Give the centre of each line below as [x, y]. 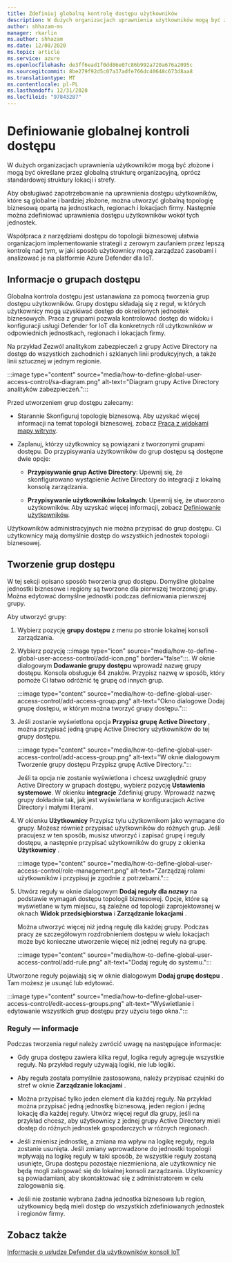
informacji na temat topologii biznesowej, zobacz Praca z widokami [113, 423]
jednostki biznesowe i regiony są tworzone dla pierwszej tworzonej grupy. [112, 589]
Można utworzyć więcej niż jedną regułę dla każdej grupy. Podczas [113, 927]
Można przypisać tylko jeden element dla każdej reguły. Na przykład [114, 1099]
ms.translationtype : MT [41, 78]
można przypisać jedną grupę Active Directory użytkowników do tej [113, 729]
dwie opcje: [33, 458]
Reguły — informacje [43, 1029]
